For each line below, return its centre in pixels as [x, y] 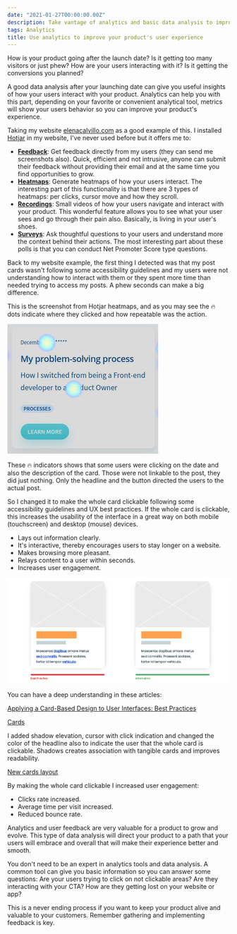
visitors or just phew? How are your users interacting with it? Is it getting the [117, 66]
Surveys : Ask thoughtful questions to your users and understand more [120, 234]
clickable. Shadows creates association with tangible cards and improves [114, 751]
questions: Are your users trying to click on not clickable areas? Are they [113, 879]
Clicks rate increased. [49, 799]
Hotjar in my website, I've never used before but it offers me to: [99, 138]
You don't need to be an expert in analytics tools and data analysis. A [108, 864]
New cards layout [33, 772]
